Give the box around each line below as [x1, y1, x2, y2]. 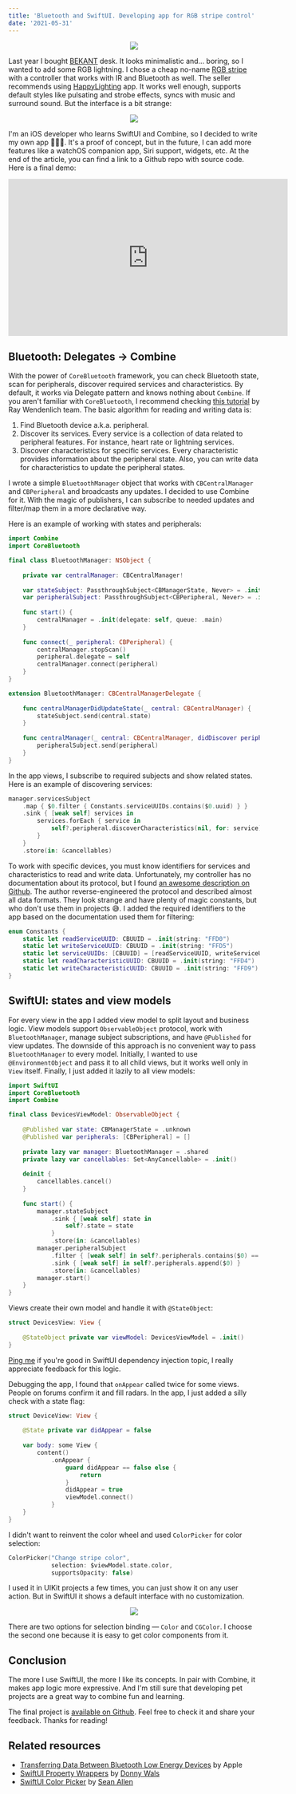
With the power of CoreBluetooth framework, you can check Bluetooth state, [8, 371, 259, 381]
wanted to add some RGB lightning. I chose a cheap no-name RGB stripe [8, 65, 247, 74]
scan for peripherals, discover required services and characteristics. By [8, 380, 243, 389]
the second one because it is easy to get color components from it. [8, 1630, 229, 1640]
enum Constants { [8, 927, 66, 935]
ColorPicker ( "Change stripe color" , [8, 1554, 130, 1562]
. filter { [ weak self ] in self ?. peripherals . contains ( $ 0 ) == [50, 1251, 259, 1259]
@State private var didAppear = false [22, 1426, 152, 1435]
